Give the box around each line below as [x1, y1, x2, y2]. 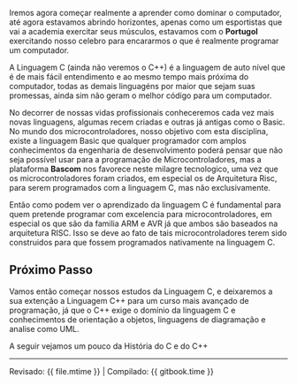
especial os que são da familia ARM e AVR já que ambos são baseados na [9, 218, 278, 229]
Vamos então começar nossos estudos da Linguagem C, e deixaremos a [9, 286, 273, 297]
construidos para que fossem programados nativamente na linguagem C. [9, 238, 276, 247]
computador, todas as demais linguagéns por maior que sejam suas [9, 81, 256, 91]
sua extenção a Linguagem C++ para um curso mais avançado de [9, 295, 249, 306]
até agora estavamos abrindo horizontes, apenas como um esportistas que [9, 17, 283, 27]
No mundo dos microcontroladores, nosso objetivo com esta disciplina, [9, 126, 269, 136]
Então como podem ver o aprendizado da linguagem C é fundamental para [9, 200, 281, 210]
